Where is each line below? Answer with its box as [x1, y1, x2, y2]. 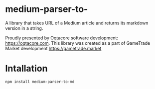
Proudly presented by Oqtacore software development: [5, 35, 119, 41]
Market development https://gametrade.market [5, 45, 102, 51]
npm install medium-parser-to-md [5, 79, 75, 84]
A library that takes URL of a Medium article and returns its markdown [5, 20, 149, 26]
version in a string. [5, 25, 43, 31]
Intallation [5, 63, 48, 74]
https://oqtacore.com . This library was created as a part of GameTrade [5, 40, 151, 46]
